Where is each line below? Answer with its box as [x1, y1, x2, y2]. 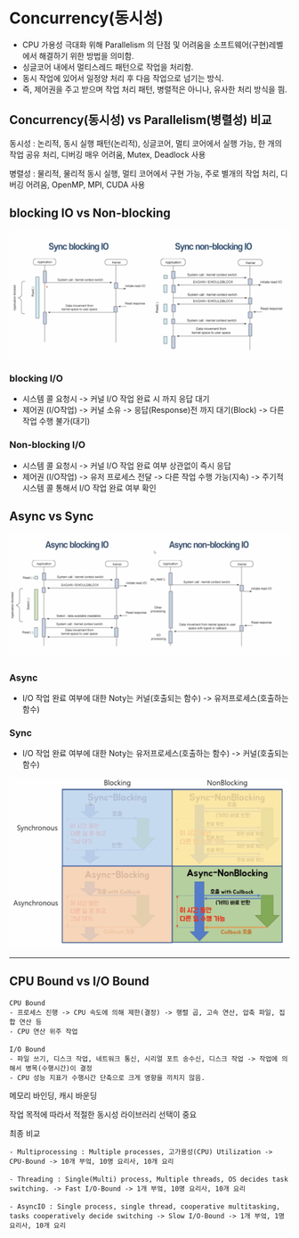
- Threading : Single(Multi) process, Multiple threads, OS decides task [9, 1175, 289, 1184]
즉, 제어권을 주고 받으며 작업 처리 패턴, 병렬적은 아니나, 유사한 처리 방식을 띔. [21, 84, 287, 95]
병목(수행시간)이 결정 [25, 1063, 93, 1073]
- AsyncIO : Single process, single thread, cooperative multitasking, [9, 1201, 280, 1211]
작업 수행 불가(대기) [21, 416, 91, 426]
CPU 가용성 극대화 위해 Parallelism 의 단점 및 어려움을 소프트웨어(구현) [21, 39, 270, 50]
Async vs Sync [9, 508, 94, 524]
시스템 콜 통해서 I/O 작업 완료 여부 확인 [21, 483, 158, 493]
